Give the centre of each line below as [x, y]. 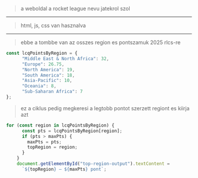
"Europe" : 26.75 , [43, 64]
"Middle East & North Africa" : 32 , [65, 58]
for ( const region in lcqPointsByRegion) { [60, 125]
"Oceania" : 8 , [39, 86]
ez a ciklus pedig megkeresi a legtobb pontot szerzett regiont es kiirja [105, 108]
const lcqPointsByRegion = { [42, 53]
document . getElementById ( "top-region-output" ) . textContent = [93, 164]
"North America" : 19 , [48, 70]
